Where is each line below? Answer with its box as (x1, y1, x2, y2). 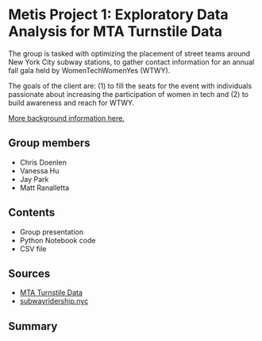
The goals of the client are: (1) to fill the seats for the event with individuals (8, 81, 252, 91)
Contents (8, 206, 56, 219)
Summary (8, 320, 58, 333)
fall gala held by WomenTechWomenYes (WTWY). (8, 65, 171, 75)
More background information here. (8, 113, 125, 122)
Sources (8, 266, 51, 280)
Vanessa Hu (19, 165, 60, 176)
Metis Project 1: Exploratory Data (8, 6, 229, 24)
